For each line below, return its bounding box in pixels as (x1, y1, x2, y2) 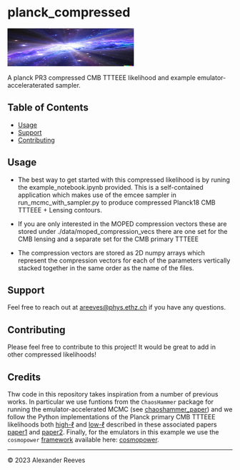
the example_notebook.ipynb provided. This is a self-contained (17, 183, 204, 191)
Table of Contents (7, 101, 89, 114)
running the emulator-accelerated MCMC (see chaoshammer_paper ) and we (7, 405, 233, 414)
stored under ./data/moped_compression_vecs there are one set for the (17, 227, 228, 235)
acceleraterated (7, 81, 54, 89)
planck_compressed (7, 4, 131, 21)
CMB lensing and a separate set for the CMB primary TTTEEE (17, 235, 199, 243)
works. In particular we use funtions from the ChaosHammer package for (7, 397, 214, 406)
